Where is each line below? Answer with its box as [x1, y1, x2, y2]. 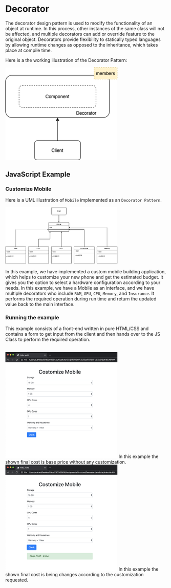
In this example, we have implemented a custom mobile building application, [5, 268, 166, 274]
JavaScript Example [5, 170, 71, 179]
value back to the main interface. [5, 301, 75, 307]
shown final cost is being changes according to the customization [5, 571, 144, 577]
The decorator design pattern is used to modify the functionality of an [5, 20, 153, 26]
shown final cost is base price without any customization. [5, 459, 126, 465]
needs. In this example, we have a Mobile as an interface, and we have [5, 285, 155, 291]
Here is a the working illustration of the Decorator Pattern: [5, 57, 127, 63]
